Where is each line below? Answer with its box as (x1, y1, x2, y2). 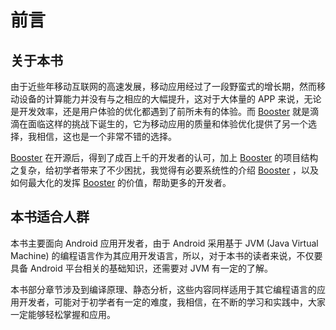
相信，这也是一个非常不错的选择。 (36, 131, 177, 142)
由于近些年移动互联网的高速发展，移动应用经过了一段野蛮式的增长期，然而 (10, 81, 317, 92)
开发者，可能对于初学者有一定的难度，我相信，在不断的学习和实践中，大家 (18, 296, 326, 308)
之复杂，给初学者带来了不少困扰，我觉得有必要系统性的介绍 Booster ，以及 (10, 164, 320, 176)
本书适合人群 (10, 209, 90, 226)
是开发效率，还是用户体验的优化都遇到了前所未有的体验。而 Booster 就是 (10, 106, 311, 117)
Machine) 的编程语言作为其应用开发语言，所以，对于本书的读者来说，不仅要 (10, 249, 323, 261)
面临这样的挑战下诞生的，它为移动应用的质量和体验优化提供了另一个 (27, 118, 308, 130)
